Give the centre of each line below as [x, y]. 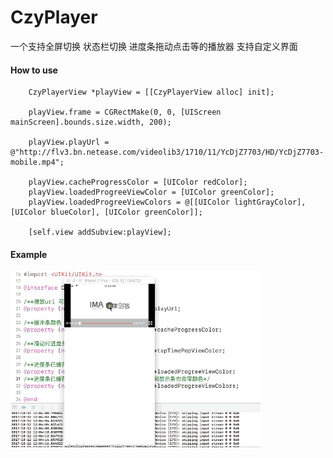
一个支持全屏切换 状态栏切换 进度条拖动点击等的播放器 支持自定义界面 [154, 46]
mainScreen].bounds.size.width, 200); [91, 122]
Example [29, 254]
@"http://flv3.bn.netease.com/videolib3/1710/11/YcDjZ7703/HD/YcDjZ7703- [167, 152]
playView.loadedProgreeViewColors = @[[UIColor [129, 202]
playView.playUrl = [69, 142]
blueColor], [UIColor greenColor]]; [126, 212]
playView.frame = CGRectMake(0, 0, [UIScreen [125, 112]
